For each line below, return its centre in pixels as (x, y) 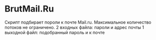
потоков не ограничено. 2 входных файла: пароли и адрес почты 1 (74, 27)
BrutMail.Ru (29, 9)
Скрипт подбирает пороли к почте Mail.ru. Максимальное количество (78, 22)
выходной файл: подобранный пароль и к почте (55, 32)
